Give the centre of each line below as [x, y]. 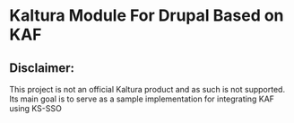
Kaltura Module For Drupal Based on [147, 16]
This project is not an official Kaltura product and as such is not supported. [147, 89]
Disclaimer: [42, 68]
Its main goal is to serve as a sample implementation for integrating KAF [142, 99]
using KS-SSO [36, 108]
